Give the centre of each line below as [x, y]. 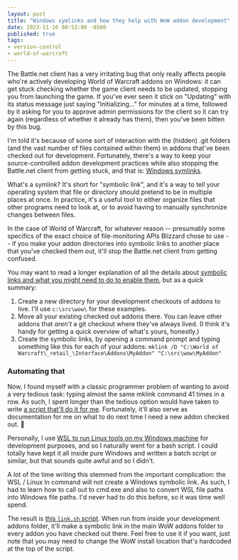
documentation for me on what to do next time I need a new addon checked [118, 417]
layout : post [27, 14]
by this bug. [25, 126]
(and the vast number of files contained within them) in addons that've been [119, 148]
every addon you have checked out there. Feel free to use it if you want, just [119, 534]
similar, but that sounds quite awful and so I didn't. [81, 461]
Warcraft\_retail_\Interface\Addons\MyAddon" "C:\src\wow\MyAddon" [119, 353]
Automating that [36, 371]
